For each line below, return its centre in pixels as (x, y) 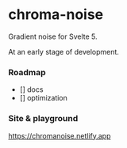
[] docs (31, 89)
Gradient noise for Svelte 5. (53, 36)
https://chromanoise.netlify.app (60, 135)
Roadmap (27, 72)
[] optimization (43, 98)
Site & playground (43, 119)
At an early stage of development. (63, 51)
